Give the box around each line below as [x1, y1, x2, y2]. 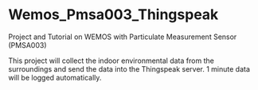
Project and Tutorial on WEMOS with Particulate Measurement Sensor [8, 32, 237, 41]
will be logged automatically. [8, 72, 102, 82]
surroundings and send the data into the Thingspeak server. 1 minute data [8, 64, 251, 73]
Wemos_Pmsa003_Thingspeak [8, 6, 219, 24]
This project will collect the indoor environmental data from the [8, 56, 215, 65]
